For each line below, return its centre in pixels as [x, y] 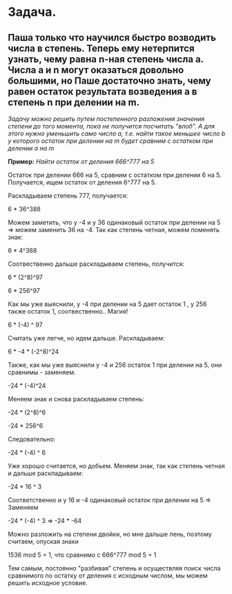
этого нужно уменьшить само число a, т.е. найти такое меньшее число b [117, 133]
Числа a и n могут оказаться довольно [96, 70]
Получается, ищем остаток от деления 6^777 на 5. [82, 182]
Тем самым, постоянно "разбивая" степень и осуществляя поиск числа [114, 568]
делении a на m [31, 148]
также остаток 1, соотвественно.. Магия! [68, 311]
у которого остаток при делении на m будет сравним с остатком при [110, 141]
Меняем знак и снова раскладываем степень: [76, 399]
